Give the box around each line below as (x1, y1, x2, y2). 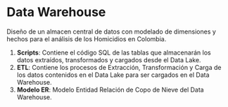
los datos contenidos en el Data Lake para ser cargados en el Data (16, 71, 210, 79)
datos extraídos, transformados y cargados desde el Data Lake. (16, 55, 201, 64)
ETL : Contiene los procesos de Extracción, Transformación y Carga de (16, 63, 222, 71)
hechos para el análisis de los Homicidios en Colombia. (6, 34, 167, 43)
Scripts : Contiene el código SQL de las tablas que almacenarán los (16, 48, 212, 57)
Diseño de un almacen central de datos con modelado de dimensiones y (6, 27, 216, 36)
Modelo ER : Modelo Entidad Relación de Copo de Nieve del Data (16, 85, 205, 94)
